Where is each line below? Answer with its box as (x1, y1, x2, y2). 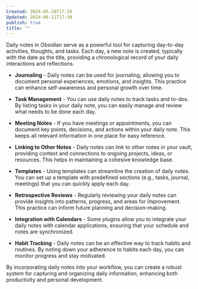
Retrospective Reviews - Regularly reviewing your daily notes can (14, 191, 177, 199)
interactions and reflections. (6, 60, 74, 67)
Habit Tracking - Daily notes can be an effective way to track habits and (14, 240, 191, 247)
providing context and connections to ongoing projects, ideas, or (14, 150, 173, 157)
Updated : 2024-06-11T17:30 (6, 14, 73, 20)
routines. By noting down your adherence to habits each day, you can (14, 246, 184, 253)
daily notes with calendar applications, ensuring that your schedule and (14, 222, 189, 229)
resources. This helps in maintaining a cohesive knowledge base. (14, 156, 174, 163)
